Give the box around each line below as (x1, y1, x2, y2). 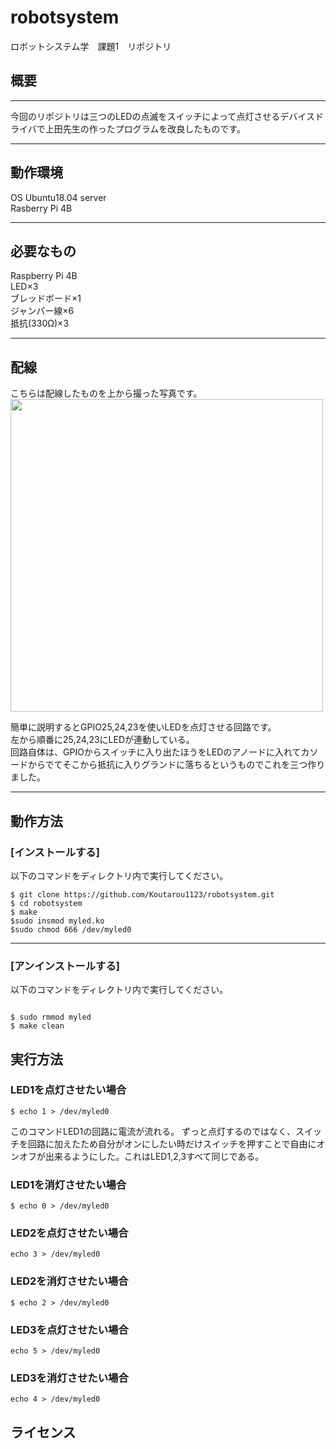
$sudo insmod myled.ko (10, 916, 105, 926)
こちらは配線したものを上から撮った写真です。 (10, 387, 203, 400)
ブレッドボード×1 (10, 292, 82, 305)
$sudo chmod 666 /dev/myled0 (10, 924, 132, 935)
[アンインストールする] (10, 959, 120, 973)
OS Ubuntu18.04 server (10, 191, 107, 203)
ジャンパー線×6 (10, 305, 75, 317)
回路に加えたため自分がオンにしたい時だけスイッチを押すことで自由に (27, 1137, 317, 1150)
